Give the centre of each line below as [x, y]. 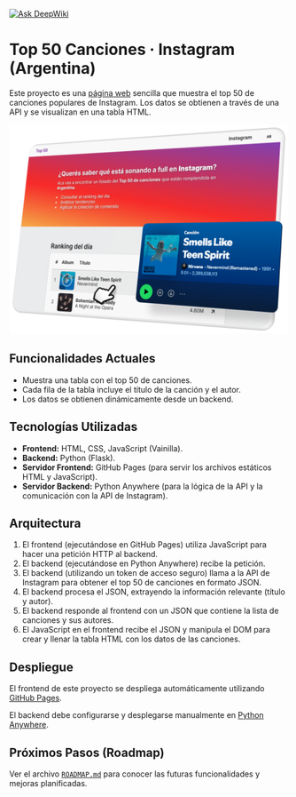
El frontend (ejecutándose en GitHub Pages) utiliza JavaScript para [144, 545]
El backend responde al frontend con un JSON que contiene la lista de [150, 611]
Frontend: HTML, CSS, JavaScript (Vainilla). [102, 448]
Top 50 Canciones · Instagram [122, 50]
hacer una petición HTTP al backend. [90, 554]
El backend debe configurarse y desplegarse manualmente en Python [136, 715]
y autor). [37, 602]
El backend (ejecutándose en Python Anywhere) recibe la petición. [144, 563]
